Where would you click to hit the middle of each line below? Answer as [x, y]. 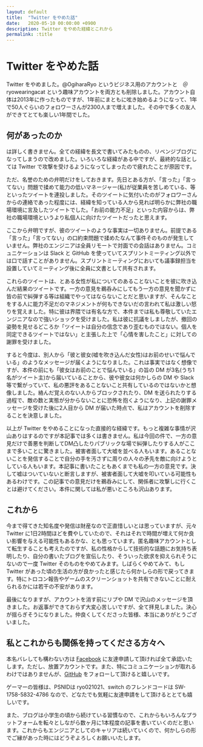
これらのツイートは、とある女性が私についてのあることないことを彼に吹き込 [102, 281]
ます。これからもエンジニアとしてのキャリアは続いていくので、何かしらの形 [101, 730]
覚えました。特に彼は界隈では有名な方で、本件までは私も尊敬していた [104, 311]
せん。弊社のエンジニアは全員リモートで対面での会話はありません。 [101, 245]
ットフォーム [22, 722]
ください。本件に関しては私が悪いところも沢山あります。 [104, 488]
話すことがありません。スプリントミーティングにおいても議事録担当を [109, 260]
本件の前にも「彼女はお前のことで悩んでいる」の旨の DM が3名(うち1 [108, 370]
